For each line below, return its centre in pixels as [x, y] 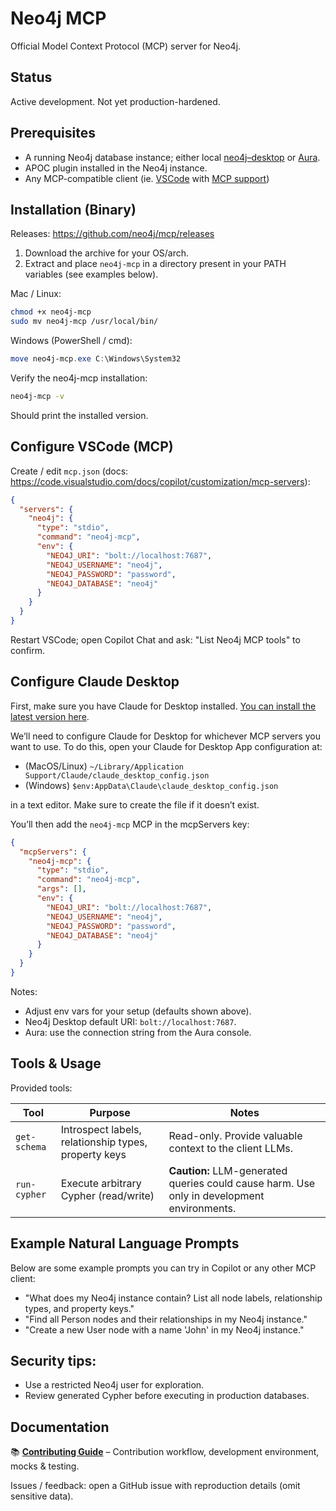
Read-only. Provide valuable [235, 1135]
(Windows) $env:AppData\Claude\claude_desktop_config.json [151, 785]
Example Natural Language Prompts [125, 1243]
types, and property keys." [79, 1308]
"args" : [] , [61, 889]
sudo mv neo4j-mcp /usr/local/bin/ [84, 322]
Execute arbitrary [101, 1183]
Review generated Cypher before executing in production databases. [167, 1396]
